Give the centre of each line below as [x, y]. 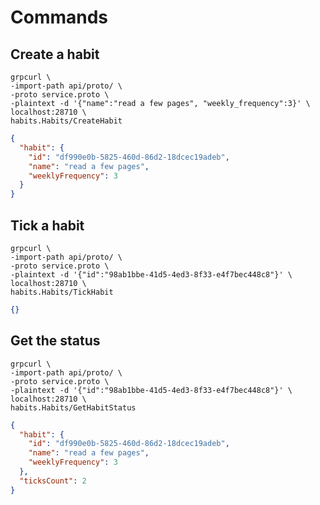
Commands [59, 17]
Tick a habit [47, 225]
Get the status [55, 341]
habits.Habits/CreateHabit [66, 121]
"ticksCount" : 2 [53, 481]
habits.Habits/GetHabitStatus [73, 407]
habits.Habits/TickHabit [62, 292]
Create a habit [55, 54]
